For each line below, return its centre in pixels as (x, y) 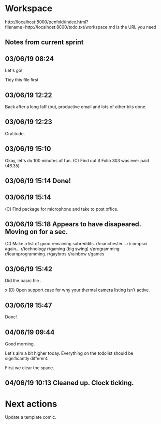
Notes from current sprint (44, 42)
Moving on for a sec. (37, 232)
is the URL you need (136, 27)
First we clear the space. (30, 368)
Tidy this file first (22, 80)
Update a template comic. (31, 417)
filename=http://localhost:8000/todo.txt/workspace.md (60, 27)
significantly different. (27, 359)
